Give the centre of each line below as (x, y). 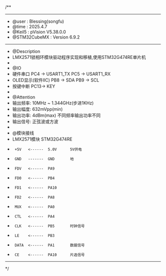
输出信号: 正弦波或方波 (35, 121)
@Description (26, 51)
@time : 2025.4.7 (30, 26)
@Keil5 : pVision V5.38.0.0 (39, 32)
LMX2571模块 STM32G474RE (42, 139)
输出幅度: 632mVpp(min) (38, 109)
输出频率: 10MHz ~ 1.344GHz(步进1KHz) (53, 103)
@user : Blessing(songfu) (38, 21)
